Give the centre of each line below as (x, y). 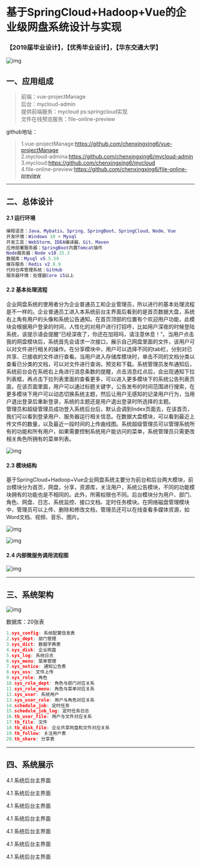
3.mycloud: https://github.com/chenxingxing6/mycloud (88, 163)
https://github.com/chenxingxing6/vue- (123, 144)
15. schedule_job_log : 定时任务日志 (48, 711)
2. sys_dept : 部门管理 (31, 639)
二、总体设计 (30, 201)
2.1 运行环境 (21, 218)
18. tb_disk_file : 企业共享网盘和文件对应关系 (58, 728)
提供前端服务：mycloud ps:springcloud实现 (74, 112)
